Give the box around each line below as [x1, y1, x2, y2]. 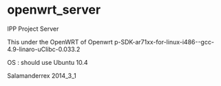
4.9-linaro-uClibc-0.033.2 [7, 45, 81, 53]
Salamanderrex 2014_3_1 [7, 71, 77, 80]
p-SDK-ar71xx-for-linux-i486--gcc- [114, 38, 215, 46]
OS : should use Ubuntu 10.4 [7, 58, 88, 66]
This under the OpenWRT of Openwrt [7, 38, 114, 46]
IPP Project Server [7, 25, 59, 33]
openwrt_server [7, 2, 101, 18]
